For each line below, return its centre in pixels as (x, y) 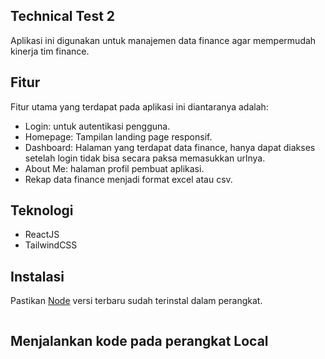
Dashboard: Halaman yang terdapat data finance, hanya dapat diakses (170, 147)
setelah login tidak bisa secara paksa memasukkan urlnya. (145, 158)
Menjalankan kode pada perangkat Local (139, 340)
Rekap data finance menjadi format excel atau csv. (128, 179)
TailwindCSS (51, 245)
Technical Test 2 (63, 16)
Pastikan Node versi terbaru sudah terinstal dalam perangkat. (136, 301)
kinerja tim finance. (50, 51)
